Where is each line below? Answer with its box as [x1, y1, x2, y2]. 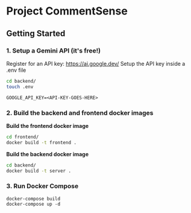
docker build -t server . [6, 168, 71, 174]
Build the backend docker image [6, 150, 89, 157]
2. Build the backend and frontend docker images [6, 109, 154, 117]
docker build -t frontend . [6, 139, 77, 145]
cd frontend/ [6, 134, 39, 140]
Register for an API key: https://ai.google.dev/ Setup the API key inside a [6, 60, 186, 67]
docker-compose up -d [6, 201, 61, 207]
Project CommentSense [6, 4, 128, 18]
